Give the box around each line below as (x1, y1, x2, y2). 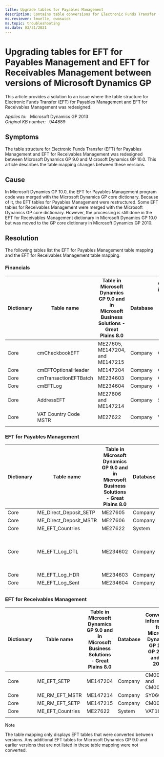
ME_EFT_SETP (37, 678, 71, 685)
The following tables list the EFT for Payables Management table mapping (5, 247, 154, 253)
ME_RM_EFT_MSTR (37, 692, 82, 699)
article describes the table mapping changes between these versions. (5, 161, 145, 167)
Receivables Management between (5, 67, 151, 78)
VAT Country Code (37, 410, 80, 417)
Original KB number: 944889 (5, 119, 66, 125)
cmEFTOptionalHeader (37, 366, 89, 373)
